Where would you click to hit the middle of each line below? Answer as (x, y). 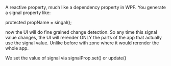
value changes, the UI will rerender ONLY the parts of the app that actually (84, 38)
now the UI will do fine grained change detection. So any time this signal (81, 32)
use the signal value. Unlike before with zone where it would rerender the (82, 43)
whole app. (17, 48)
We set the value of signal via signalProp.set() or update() (66, 58)
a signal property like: (28, 13)
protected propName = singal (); (39, 22)
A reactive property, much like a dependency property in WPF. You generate (86, 7)
